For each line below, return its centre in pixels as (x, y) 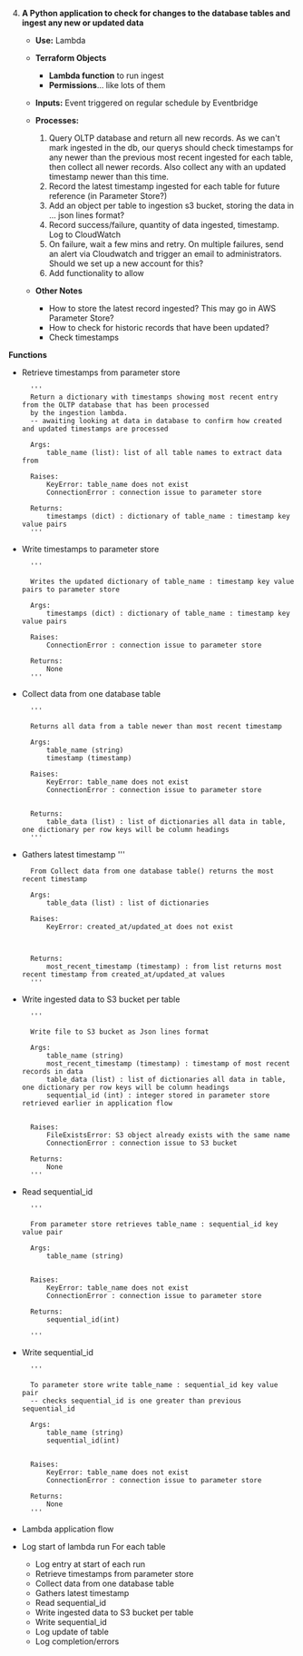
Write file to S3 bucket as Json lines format (120, 1032)
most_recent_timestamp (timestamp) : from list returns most (164, 967)
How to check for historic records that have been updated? (159, 327)
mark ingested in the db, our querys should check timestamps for (171, 148)
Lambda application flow (68, 1529)
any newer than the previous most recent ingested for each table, (171, 157)
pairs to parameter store (70, 590)
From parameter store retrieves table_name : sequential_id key (154, 1225)
